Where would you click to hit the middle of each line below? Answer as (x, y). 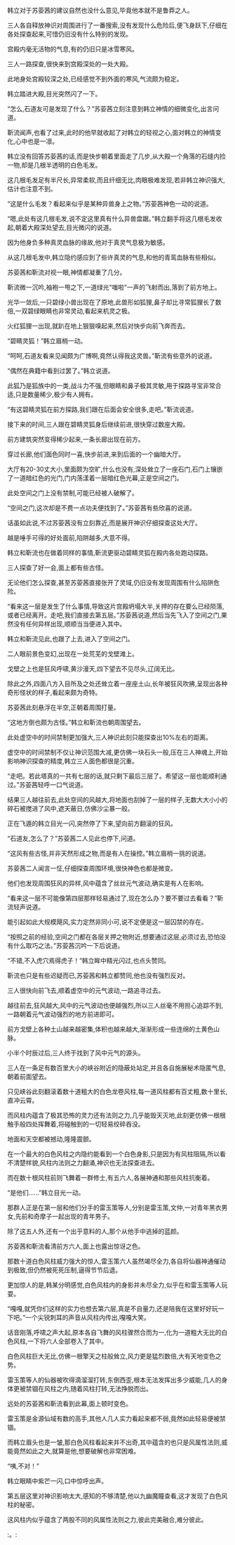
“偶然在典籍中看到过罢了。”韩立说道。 (61, 371)
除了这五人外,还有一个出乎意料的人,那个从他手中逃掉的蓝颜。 (95, 1231)
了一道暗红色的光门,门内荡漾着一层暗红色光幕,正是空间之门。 (95, 478)
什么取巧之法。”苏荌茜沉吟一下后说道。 (68, 945)
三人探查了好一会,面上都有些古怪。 (58, 568)
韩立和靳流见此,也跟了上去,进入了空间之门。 (71, 639)
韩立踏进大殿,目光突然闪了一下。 (54, 94)
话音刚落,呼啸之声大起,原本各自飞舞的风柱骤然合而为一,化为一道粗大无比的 (115, 1332)
